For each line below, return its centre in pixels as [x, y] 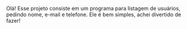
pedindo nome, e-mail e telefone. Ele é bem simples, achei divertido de [94, 14]
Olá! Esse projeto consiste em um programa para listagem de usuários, [93, 8]
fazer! [13, 21]
